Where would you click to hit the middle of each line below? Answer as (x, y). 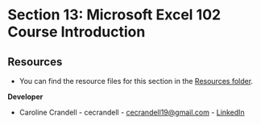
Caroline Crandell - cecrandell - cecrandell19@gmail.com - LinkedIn (132, 112)
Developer (25, 97)
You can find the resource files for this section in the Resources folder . (136, 81)
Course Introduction (77, 32)
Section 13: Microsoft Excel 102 (114, 15)
